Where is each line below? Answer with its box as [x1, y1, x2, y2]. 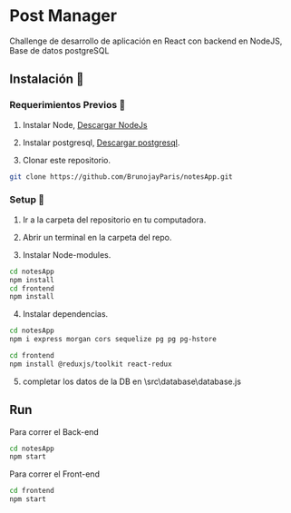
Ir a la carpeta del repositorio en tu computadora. [22, 214, 207, 225]
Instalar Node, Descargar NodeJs [22, 119, 148, 130]
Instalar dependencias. [22, 309, 109, 320]
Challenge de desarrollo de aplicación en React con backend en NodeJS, [9, 35, 283, 46]
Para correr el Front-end [9, 469, 100, 479]
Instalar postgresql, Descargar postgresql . [22, 137, 180, 148]
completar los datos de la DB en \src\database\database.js [22, 376, 242, 387]
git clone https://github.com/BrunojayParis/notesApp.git [9, 172, 233, 182]
